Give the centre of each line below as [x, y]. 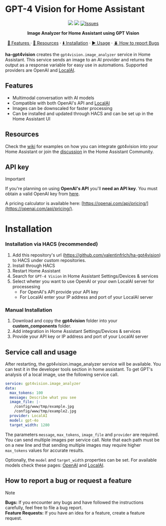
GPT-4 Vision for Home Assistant [75, 9]
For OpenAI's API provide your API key [59, 292]
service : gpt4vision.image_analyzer [43, 383]
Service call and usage [41, 352]
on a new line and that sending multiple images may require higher [73, 445]
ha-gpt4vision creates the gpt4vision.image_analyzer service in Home [78, 54]
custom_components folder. [42, 326]
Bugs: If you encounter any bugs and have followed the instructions [74, 502]
